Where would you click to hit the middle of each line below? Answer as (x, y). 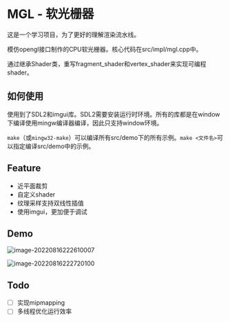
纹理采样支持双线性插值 (50, 203)
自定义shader (36, 194)
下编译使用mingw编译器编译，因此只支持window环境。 (85, 123)
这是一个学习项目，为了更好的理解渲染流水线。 (73, 34)
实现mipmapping (41, 303)
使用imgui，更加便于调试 (52, 212)
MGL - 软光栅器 (51, 14)
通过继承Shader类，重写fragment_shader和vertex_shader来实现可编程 (107, 63)
